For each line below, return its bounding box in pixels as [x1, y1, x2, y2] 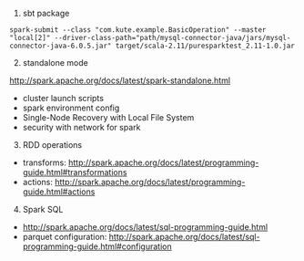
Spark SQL [22, 204, 64, 214]
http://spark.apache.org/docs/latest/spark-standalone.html [9, 75, 230, 86]
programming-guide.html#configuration [22, 241, 173, 252]
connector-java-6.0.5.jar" [9, 41, 112, 50]
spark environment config [22, 102, 120, 113]
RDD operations [22, 140, 83, 150]
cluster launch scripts [22, 93, 105, 103]
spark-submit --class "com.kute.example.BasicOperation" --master [9, 26, 267, 35]
